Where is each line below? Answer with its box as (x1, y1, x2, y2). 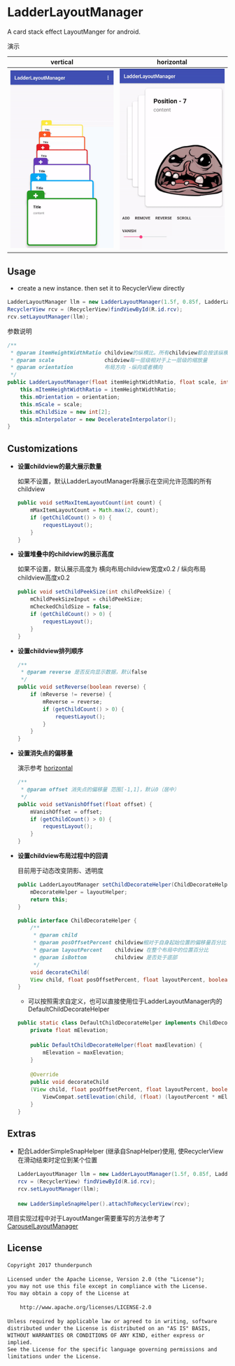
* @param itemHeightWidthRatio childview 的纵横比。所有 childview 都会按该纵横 (10, 349, 229, 356)
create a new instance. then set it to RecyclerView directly (17, 284, 185, 293)
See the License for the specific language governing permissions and (7, 1346, 218, 1353)
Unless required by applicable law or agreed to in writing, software (7, 1318, 218, 1325)
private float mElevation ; (30, 1027, 109, 1034)
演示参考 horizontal (17, 764, 73, 772)
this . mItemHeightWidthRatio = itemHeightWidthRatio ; (20, 387, 177, 394)
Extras (7, 1127, 36, 1140)
